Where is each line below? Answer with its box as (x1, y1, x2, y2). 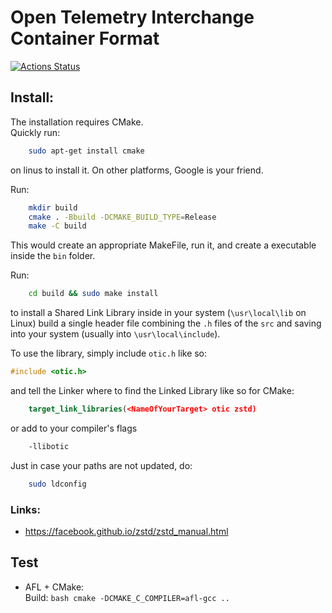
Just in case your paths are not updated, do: (10, 459, 193, 471)
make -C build (28, 221, 87, 231)
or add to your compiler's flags (10, 422, 138, 434)
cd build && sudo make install (28, 289, 159, 299)
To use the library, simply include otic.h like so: (10, 347, 208, 360)
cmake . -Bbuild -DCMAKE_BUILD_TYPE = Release (28, 212, 217, 222)
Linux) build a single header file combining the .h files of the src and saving (10, 317, 322, 330)
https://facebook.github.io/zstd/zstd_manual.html (24, 525, 229, 537)
